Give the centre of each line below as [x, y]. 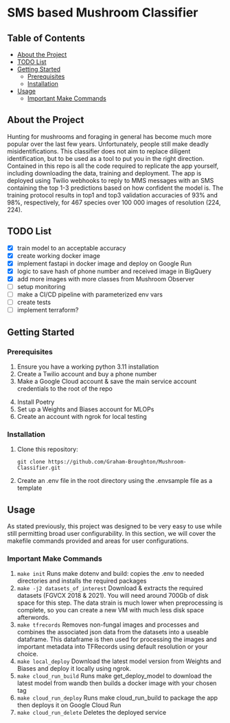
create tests [34, 302]
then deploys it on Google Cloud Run [69, 705]
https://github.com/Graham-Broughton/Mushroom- [117, 462]
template [30, 488]
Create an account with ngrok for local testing [82, 416]
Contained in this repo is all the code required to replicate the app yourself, [113, 166]
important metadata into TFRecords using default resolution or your [112, 647]
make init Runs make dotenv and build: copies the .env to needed [111, 574]
